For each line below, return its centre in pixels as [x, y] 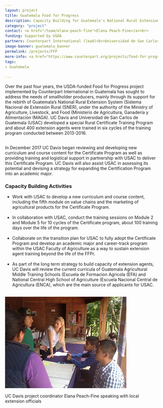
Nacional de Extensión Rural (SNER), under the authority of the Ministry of [79, 107]
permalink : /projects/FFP [31, 51]
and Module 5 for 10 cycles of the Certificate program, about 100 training [85, 223]
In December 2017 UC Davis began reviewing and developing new [71, 148]
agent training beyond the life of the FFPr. [54, 254]
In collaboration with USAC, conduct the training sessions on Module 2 [83, 217]
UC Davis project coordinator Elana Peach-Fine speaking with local [72, 396]
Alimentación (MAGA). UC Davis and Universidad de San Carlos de [72, 117]
